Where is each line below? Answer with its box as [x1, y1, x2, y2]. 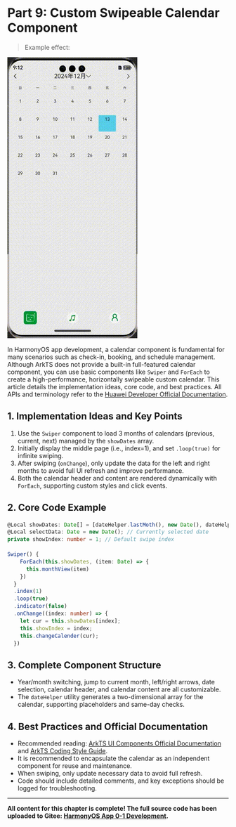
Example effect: [24, 43, 70, 51]
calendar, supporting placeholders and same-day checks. [17, 701, 185, 709]
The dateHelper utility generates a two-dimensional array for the [17, 693, 204, 701]
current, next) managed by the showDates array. [17, 436, 155, 445]
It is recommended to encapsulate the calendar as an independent [17, 754, 210, 763]
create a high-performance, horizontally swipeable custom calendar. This [7, 375, 220, 384]
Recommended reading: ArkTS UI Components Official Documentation [17, 739, 221, 748]
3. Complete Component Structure [7, 659, 162, 671]
